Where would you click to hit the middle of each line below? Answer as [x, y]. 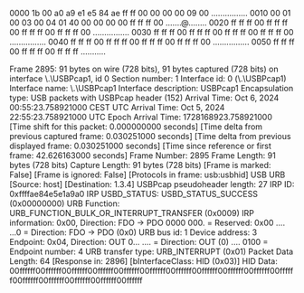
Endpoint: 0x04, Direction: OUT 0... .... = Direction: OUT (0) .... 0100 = [139, 242]
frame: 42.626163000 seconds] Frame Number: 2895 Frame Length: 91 [142, 156]
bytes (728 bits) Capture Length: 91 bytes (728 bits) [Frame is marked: [140, 165]
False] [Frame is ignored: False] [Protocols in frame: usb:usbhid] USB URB [147, 175]
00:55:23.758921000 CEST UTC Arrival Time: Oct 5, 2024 [117, 107]
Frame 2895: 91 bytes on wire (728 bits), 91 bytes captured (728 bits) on [144, 69]
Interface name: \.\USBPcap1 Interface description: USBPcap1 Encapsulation [152, 88]
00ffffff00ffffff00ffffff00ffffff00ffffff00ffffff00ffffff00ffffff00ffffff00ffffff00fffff [152, 271]
